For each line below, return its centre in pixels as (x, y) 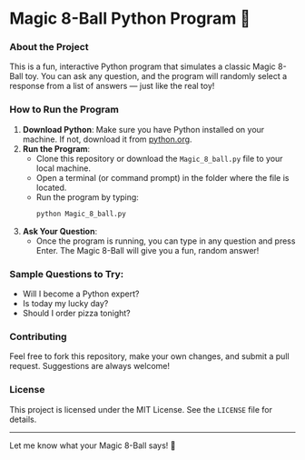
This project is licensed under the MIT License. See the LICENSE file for (141, 409)
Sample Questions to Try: (67, 274)
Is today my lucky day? (65, 303)
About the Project (49, 47)
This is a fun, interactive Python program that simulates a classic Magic (143, 66)
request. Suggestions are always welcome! (90, 366)
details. (23, 419)
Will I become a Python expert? (81, 294)
